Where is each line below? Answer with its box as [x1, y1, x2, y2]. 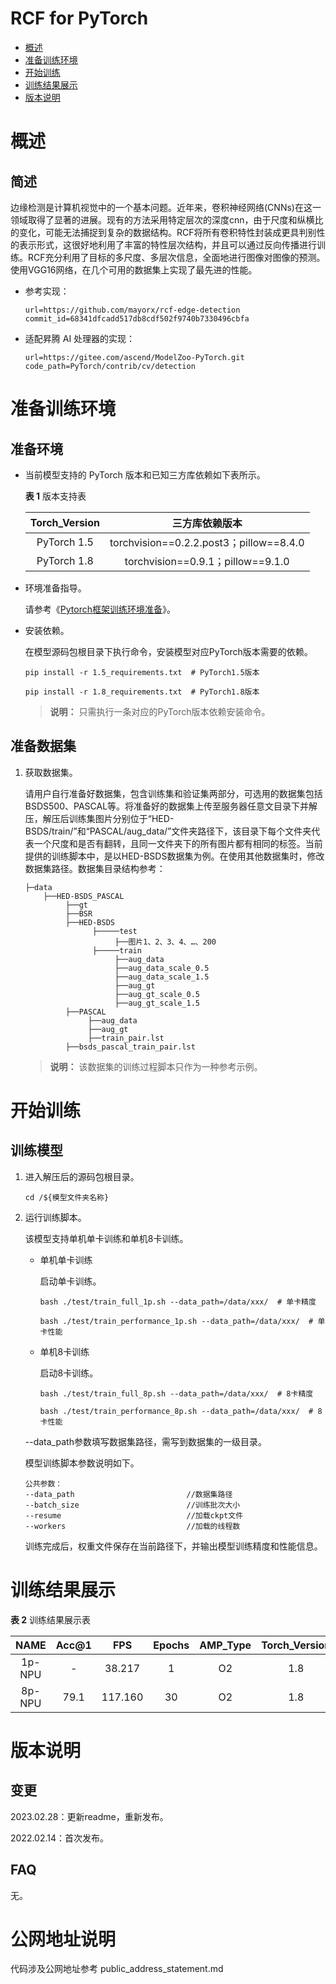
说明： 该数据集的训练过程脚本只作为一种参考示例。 [49, 1060, 263, 1072]
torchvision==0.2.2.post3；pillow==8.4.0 [109, 535, 305, 549]
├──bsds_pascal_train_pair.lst [65, 1042, 196, 1052]
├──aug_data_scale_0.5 [114, 963, 210, 973]
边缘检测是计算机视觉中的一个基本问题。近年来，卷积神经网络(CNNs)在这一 [10, 201, 322, 213]
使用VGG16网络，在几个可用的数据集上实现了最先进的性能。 [10, 263, 258, 276]
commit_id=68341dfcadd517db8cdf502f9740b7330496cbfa [24, 313, 250, 324]
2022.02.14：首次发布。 [10, 1832, 110, 1844]
